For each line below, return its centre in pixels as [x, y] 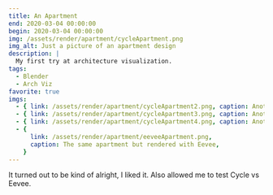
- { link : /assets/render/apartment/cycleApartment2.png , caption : [132, 106]
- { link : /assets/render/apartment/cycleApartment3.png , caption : [132, 115]
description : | [34, 54]
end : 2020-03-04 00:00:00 [52, 24]
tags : [17, 69]
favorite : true [34, 91]
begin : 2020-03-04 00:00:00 [56, 31]
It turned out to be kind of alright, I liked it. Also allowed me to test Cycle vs [134, 175]
